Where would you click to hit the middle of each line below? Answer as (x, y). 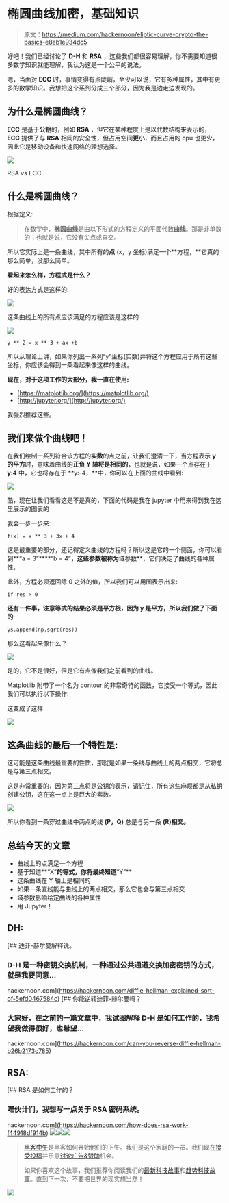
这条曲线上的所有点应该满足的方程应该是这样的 (73, 317)
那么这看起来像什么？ (37, 643)
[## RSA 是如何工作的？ (41, 1090)
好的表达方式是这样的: (38, 289)
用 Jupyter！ (35, 906)
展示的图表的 (31, 509)
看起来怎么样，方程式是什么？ (49, 275)
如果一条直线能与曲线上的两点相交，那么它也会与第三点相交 (101, 889)
